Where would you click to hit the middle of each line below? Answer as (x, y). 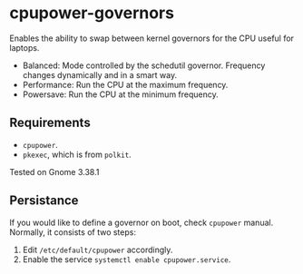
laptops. (24, 47)
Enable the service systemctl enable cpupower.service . (127, 259)
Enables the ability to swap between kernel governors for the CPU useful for (152, 38)
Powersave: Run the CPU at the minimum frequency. (121, 94)
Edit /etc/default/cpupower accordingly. (98, 250)
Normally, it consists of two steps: (73, 232)
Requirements (50, 123)
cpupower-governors (92, 13)
